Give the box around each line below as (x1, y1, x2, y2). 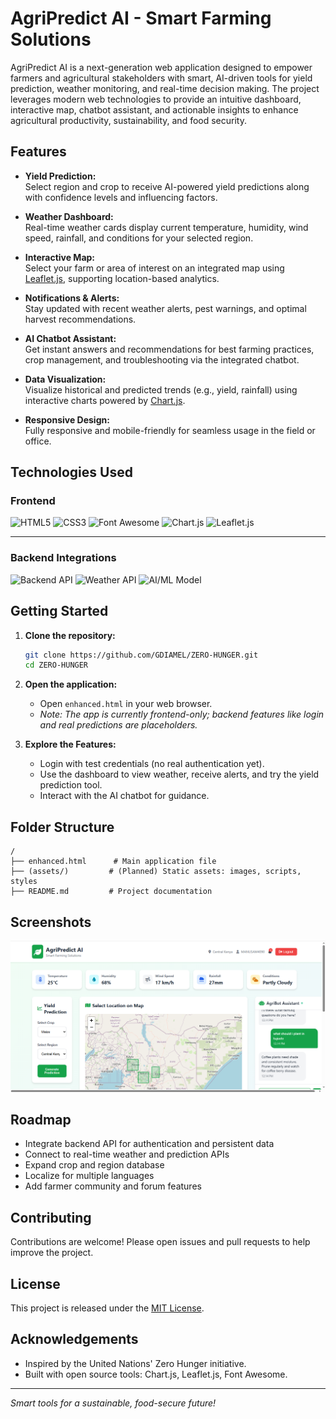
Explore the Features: (24, 738, 117, 751)
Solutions (10, 28, 92, 51)
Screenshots (10, 913, 92, 931)
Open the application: (24, 678, 118, 691)
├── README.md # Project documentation (10, 887, 213, 897)
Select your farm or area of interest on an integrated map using (24, 262, 285, 274)
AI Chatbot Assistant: (24, 332, 117, 344)
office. (24, 435, 52, 447)
